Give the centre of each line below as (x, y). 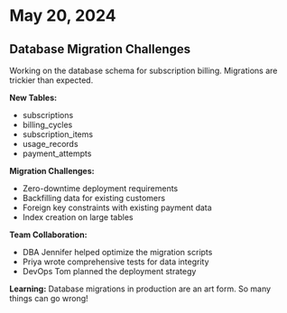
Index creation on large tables (78, 217)
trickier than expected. (51, 80)
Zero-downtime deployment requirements (100, 189)
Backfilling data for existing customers (93, 198)
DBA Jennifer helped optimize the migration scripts (117, 252)
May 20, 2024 (63, 16)
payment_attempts (57, 153)
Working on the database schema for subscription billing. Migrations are (143, 70)
